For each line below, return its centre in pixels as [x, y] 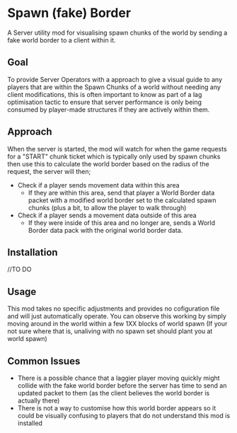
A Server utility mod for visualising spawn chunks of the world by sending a [117, 33]
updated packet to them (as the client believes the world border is [114, 393]
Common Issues [44, 361]
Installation [33, 252]
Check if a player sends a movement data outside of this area [107, 215]
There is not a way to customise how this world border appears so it [117, 408]
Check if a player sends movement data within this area [98, 185]
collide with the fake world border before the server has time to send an [122, 386]
